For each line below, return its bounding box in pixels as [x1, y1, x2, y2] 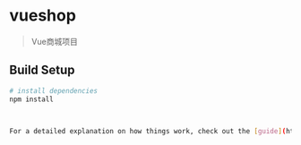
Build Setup [9, 63, 75, 78]
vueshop [9, 5, 76, 26]
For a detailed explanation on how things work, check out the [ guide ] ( [9, 126, 287, 135]
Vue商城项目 [30, 36, 78, 47]
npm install [9, 95, 54, 104]
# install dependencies [9, 86, 99, 95]
